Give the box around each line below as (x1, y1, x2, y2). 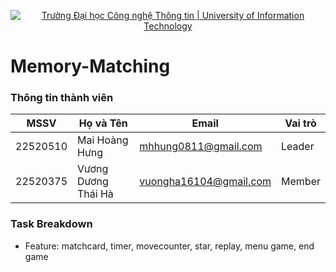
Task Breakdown (10, 217, 93, 231)
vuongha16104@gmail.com (139, 175, 272, 189)
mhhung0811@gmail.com (139, 140, 263, 154)
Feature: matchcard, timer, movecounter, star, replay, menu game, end (24, 240, 315, 252)
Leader (281, 140, 315, 154)
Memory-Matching (10, 55, 171, 78)
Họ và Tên (78, 116, 128, 130)
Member (281, 175, 321, 189)
